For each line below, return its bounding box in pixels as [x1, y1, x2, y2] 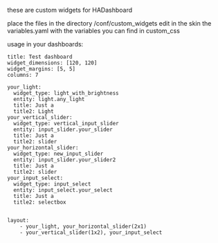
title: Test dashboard [7, 53, 73, 60]
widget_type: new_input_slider [13, 150, 104, 157]
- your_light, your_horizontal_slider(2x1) [19, 223, 147, 230]
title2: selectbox [13, 199, 67, 206]
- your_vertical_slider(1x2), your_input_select [19, 229, 163, 236]
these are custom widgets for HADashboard [7, 6, 133, 14]
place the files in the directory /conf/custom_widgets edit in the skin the [7, 19, 212, 27]
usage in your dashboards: [7, 40, 84, 48]
